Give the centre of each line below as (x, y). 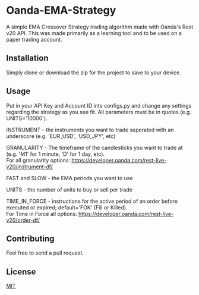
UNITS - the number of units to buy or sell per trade (69, 189)
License (21, 272)
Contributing (30, 238)
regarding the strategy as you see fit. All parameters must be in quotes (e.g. (99, 112)
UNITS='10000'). (27, 118)
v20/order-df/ (23, 220)
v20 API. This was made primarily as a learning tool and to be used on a (94, 33)
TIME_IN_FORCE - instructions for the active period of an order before (92, 201)
